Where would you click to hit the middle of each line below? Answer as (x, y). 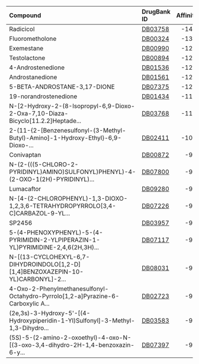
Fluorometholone (33, 39)
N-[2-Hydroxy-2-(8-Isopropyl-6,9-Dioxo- (72, 106)
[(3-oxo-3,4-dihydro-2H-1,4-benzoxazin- (72, 345)
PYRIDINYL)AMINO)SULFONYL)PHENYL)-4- (73, 172)
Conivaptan (25, 155)
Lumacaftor (25, 189)
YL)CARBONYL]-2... (38, 279)
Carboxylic (24, 303)
